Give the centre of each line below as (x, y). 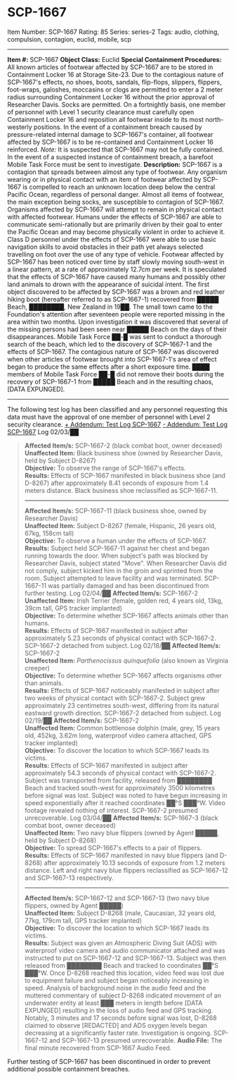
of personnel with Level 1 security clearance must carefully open (101, 112)
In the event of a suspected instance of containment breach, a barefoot (110, 157)
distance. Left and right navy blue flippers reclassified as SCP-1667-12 (126, 870)
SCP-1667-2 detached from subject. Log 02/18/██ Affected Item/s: (123, 645)
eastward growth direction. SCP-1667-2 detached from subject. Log (123, 713)
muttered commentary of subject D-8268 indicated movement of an (123, 995)
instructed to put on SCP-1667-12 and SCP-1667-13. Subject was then (125, 958)
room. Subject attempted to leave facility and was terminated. (113, 578)
